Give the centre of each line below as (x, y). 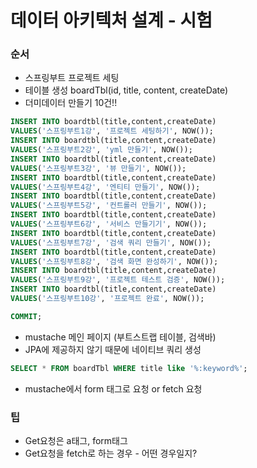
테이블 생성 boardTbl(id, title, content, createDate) (126, 90)
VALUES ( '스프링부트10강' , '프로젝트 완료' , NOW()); (107, 299)
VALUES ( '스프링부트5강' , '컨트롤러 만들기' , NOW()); (109, 206)
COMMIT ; (26, 316)
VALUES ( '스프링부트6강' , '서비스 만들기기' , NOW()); (109, 224)
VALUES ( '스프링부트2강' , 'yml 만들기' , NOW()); (101, 150)
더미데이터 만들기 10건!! (71, 103)
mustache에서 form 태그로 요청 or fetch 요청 (113, 388)
